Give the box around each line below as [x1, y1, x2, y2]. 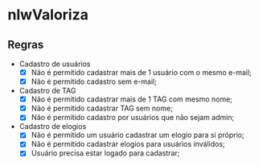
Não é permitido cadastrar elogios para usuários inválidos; [31, 139, 226, 149]
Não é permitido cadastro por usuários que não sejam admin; [31, 113, 235, 122]
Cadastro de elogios [18, 122, 87, 131]
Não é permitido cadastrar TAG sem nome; [31, 103, 174, 114]
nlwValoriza [7, 6, 89, 24]
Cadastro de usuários [18, 59, 91, 68]
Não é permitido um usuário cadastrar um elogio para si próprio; [31, 131, 245, 140]
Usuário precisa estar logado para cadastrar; [31, 148, 180, 158]
